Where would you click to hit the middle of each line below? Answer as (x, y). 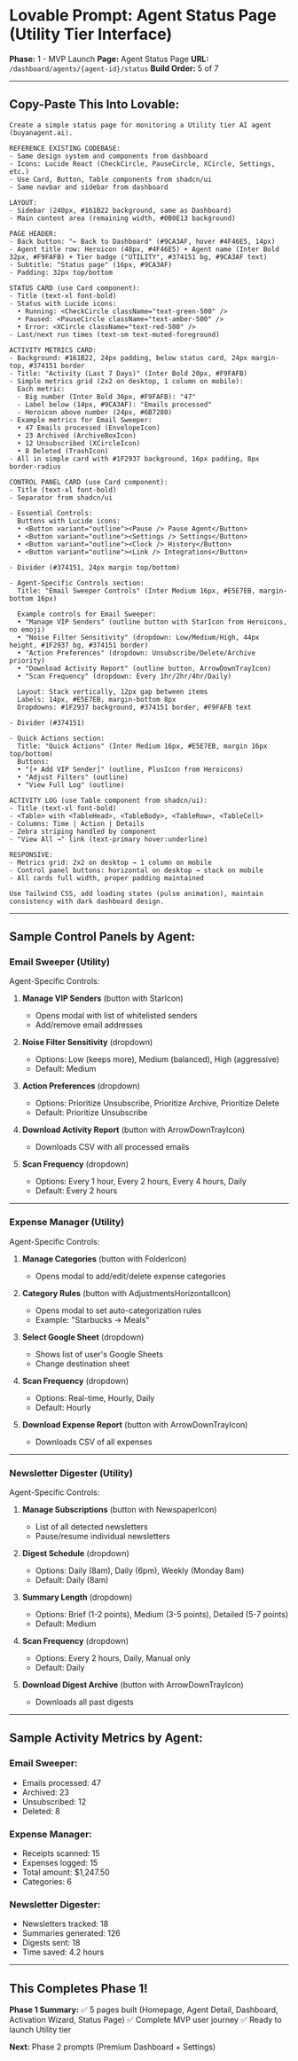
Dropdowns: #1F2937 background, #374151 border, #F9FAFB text (134, 707)
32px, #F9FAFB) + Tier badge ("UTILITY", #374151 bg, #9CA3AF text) (138, 257)
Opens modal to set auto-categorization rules (118, 1310)
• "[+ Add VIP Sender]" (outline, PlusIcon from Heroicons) (130, 769)
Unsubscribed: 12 (54, 1801)
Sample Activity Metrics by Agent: (106, 1738)
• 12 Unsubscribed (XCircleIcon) (79, 443)
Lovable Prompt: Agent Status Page (143, 16)
